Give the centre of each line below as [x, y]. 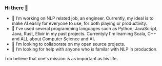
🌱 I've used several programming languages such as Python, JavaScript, [85, 29]
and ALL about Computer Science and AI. [53, 39]
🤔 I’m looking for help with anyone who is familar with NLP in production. [84, 49]
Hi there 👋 [17, 8]
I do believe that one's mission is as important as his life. [61, 59]
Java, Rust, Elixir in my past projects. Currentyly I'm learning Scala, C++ [84, 34]
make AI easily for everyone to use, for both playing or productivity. [79, 23]
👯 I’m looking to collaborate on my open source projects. [68, 44]
